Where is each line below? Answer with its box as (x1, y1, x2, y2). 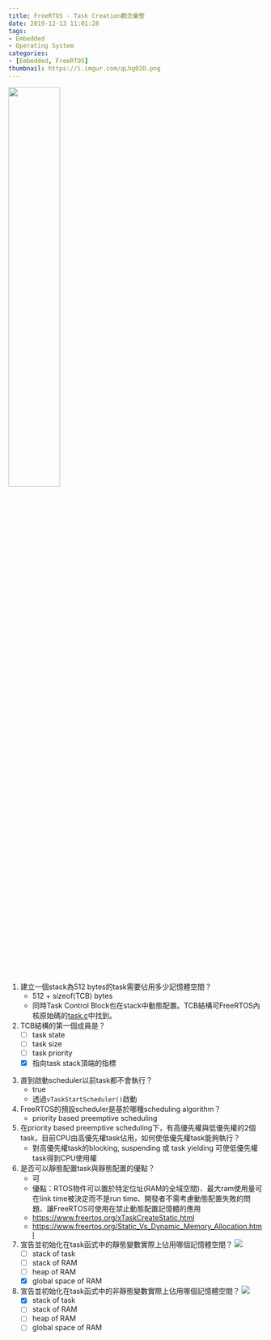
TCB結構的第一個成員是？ (19, 1021, 106, 1030)
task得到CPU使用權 (32, 1153, 97, 1163)
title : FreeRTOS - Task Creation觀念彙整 (8, 11, 146, 20)
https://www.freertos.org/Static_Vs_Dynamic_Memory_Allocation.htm (32, 1222, 263, 1231)
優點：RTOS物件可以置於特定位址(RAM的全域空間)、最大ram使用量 (32, 1184, 256, 1193)
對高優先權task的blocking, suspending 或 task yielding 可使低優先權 (32, 1143, 259, 1152)
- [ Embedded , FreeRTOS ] (8, 57, 89, 66)
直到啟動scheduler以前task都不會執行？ (19, 1076, 153, 1084)
